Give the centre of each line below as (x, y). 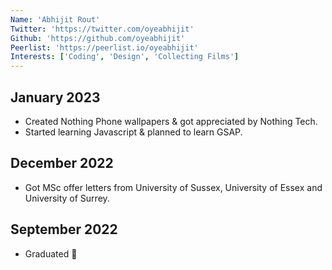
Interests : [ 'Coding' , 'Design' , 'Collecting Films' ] (125, 57)
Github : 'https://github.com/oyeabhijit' (98, 38)
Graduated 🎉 (51, 253)
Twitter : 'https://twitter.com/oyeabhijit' (102, 29)
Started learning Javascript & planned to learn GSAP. (133, 132)
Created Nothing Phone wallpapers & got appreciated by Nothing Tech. (171, 121)
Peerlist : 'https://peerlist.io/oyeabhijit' (104, 47)
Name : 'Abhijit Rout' (55, 19)
